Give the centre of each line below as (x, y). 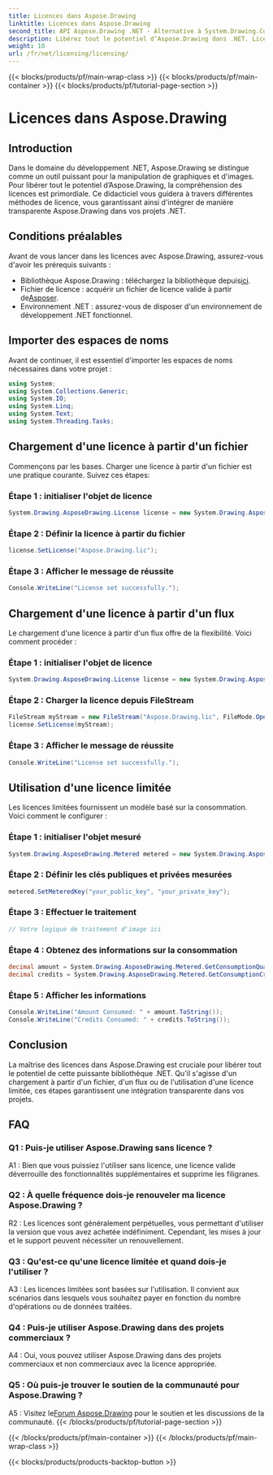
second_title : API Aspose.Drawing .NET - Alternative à (105, 31)
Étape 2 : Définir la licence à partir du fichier (97, 533)
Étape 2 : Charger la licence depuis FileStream (101, 701)
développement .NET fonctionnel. (76, 315)
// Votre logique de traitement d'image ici (85, 929)
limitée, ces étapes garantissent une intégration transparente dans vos (126, 1091)
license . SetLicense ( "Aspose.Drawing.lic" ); (83, 551)
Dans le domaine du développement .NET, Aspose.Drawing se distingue (129, 168)
